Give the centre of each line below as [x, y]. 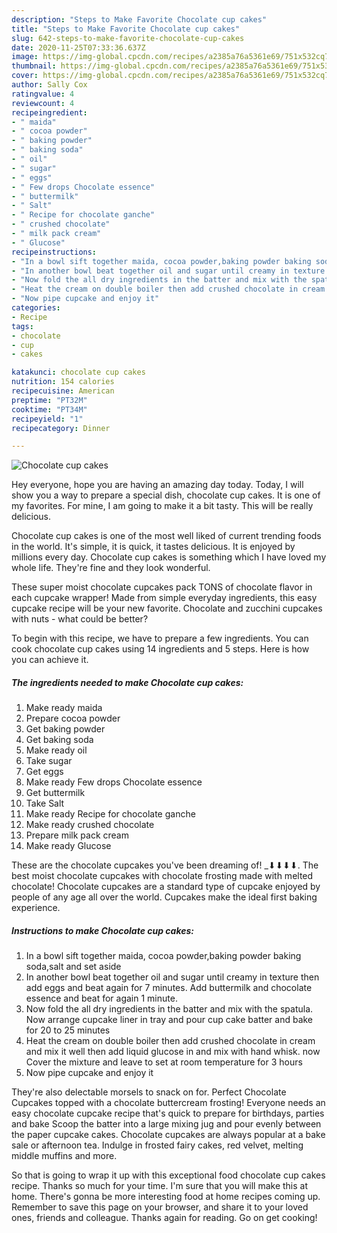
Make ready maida [64, 708]
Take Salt [45, 803]
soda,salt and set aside [73, 967]
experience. [36, 908]
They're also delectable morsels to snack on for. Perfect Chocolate [149, 1092]
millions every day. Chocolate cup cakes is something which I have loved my [169, 557]
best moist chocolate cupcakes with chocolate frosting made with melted [162, 876]
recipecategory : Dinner [61, 428]
